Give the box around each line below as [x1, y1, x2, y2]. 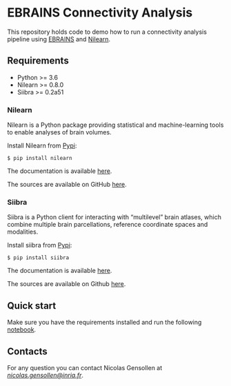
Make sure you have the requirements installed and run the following [7, 318, 202, 327]
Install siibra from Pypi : [7, 241, 72, 250]
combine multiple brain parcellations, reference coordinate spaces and [7, 221, 208, 229]
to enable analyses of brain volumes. [7, 128, 112, 136]
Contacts [7, 345, 48, 357]
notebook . [7, 325, 37, 334]
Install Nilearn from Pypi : [7, 141, 77, 150]
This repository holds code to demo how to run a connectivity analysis [7, 28, 207, 36]
